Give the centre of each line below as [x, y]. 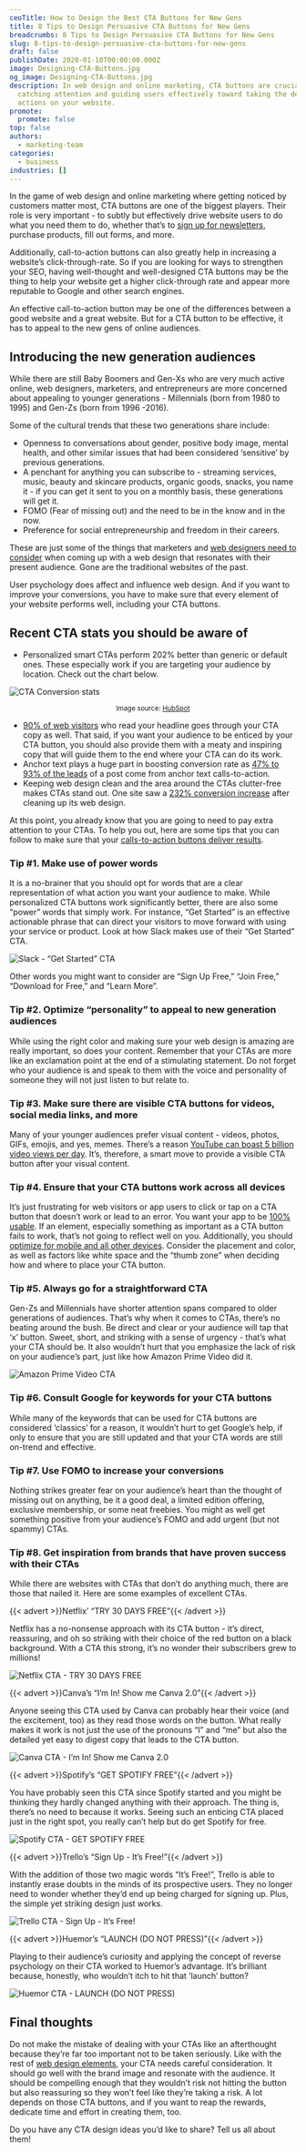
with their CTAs [45, 1564]
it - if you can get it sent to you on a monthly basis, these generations [153, 492]
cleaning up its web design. [74, 803]
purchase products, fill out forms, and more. [92, 235]
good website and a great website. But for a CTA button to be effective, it [147, 319]
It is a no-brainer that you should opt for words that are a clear [126, 883]
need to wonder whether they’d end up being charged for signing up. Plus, [149, 1894]
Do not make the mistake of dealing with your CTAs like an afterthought [143, 2045]
